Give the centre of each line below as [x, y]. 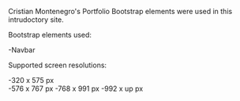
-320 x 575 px [31, 80]
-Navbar [22, 50]
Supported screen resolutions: [58, 65]
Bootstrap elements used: [50, 35]
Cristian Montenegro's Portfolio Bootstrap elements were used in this [120, 11]
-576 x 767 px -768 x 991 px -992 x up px [76, 88]
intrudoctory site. [36, 20]
